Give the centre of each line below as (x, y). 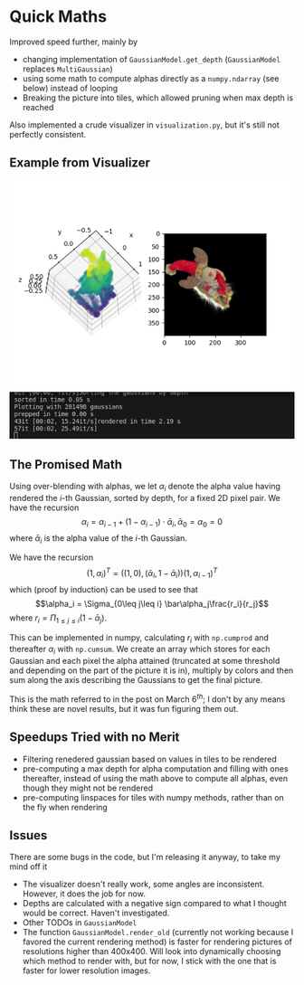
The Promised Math (66, 464)
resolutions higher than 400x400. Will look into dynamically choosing (152, 952)
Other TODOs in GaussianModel (80, 923)
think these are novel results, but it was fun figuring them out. (124, 708)
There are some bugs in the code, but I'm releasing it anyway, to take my (145, 857)
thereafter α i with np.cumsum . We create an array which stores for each (140, 650)
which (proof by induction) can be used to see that (104, 589)
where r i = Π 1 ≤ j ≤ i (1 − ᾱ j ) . (58, 619)
